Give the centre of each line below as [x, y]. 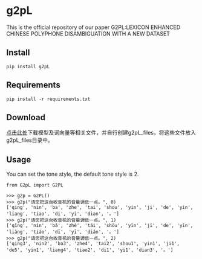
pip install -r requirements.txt [48, 99]
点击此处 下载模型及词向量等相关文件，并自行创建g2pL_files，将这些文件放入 [101, 133]
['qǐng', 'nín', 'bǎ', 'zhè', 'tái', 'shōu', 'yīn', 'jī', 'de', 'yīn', [100, 226]
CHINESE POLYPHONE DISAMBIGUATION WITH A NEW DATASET [88, 33]
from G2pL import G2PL [35, 185]
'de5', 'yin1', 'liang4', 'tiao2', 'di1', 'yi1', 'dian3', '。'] [90, 250]
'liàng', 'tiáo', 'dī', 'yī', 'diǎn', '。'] [63, 232]
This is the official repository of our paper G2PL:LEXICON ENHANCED [93, 27]
